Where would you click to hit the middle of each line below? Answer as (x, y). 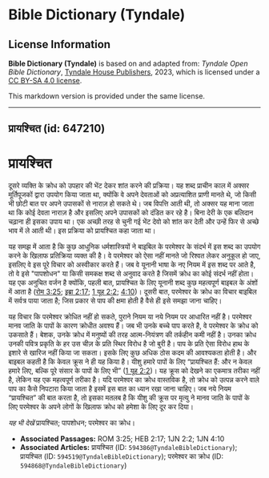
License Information (59, 44)
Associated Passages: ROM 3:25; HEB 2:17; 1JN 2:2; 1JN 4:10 (122, 439)
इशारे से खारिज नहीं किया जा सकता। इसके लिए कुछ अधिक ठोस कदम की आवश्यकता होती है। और (132, 353)
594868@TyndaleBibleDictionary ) (73, 465)
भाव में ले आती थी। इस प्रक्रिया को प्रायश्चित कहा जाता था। (82, 231)
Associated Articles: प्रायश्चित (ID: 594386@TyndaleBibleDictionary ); (128, 448)
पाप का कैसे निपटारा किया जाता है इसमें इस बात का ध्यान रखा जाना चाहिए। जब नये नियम (120, 389)
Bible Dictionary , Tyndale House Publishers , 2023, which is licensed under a (134, 72)
